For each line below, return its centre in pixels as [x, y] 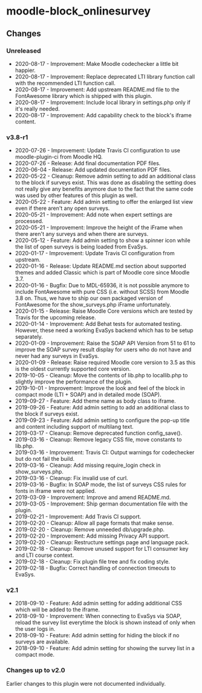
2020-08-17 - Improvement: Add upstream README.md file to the [97, 89]
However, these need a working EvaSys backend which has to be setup [104, 330]
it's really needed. [37, 109]
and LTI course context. [44, 555]
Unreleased [24, 51]
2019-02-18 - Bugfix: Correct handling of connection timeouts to [95, 568]
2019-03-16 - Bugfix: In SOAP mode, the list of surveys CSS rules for [100, 484]
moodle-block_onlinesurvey [79, 11]
